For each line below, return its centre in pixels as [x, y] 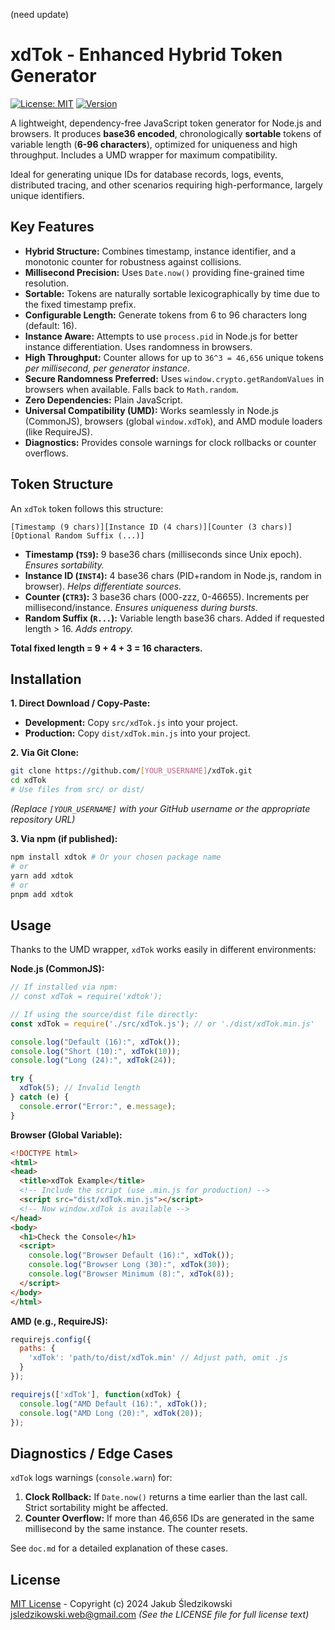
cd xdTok [28, 780]
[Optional [31, 535]
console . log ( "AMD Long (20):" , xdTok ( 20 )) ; [111, 1413]
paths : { [37, 1349]
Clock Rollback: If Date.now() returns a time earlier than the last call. [166, 1497]
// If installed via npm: [64, 987]
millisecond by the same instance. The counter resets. [136, 1529]
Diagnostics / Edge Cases [92, 1453]
